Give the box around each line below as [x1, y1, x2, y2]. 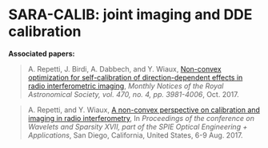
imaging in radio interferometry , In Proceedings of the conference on [27, 113, 254, 123]
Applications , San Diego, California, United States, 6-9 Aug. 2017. [27, 130, 243, 140]
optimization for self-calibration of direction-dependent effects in [27, 72, 243, 82]
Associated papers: [8, 49, 75, 58]
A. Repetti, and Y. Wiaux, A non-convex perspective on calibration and [27, 105, 260, 115]
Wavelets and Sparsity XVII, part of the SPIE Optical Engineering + [27, 122, 248, 131]
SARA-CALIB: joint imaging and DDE [8, 6, 253, 24]
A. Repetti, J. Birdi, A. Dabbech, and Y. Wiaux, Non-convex [27, 64, 222, 73]
